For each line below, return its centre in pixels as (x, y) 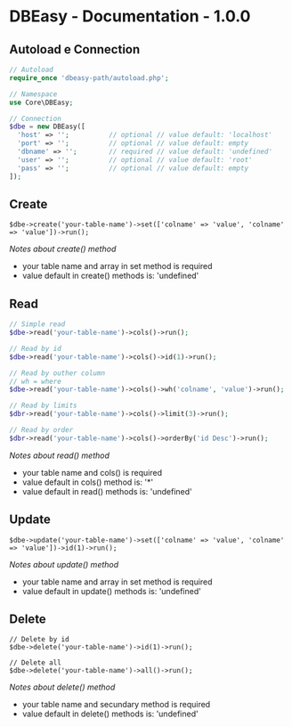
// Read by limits (43, 406)
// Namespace (33, 94)
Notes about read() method (59, 455)
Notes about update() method (64, 564)
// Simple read (37, 324)
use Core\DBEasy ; (41, 102)
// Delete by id (39, 640)
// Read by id (36, 348)
